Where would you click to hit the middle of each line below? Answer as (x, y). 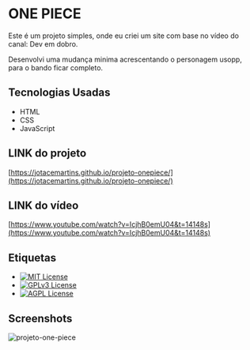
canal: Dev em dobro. (43, 43)
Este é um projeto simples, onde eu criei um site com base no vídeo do (124, 36)
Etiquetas (32, 258)
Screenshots (40, 318)
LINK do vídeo (44, 205)
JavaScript (37, 128)
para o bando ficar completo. (56, 67)
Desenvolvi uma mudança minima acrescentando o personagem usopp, (125, 59)
